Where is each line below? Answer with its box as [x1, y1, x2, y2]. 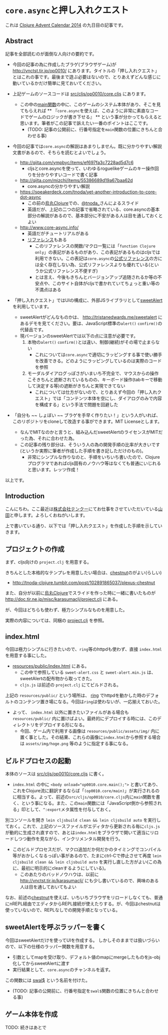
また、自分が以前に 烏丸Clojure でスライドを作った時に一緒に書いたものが [5, 590, 156, 596]
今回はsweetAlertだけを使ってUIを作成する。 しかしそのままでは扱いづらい [5, 937, 160, 943]
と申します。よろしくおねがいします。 [9, 512, 88, 518]
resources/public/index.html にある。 [12, 663, 89, 669]
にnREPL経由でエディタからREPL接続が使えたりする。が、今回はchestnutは [5, 901, 161, 907]
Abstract [5, 37, 33, 45]
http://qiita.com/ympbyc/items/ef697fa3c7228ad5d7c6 [19, 159, 134, 165]
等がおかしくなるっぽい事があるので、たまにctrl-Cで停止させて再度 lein [12, 853, 161, 859]
